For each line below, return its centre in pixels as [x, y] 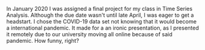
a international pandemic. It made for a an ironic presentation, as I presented [103, 28]
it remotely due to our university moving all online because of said [89, 34]
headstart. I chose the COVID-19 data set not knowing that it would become [102, 21]
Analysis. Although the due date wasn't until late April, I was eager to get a [100, 15]
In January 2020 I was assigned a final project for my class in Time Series [99, 9]
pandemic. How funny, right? [43, 41]
